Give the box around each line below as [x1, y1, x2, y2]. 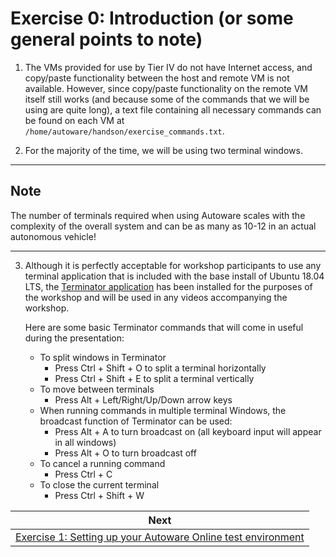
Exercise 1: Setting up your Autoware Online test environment [15, 530, 305, 544]
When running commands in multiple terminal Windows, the [39, 404, 287, 416]
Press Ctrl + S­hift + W [54, 489, 145, 501]
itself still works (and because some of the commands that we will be [24, 93, 310, 105]
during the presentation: [24, 332, 125, 344]
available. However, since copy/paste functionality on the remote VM [24, 82, 309, 94]
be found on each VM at [24, 114, 125, 126]
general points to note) [10, 28, 203, 51]
